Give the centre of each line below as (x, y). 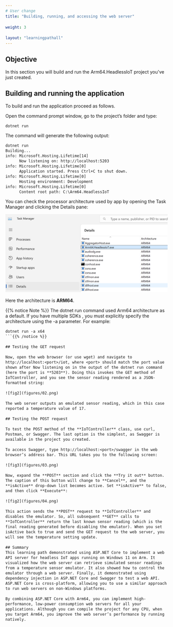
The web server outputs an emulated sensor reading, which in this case (85, 403)
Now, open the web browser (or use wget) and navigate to (69, 357)
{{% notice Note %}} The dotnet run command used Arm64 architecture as (85, 310)
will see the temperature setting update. (51, 537)
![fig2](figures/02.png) (32, 393)
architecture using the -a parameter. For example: (58, 321)
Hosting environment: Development (56, 182)
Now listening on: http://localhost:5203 (64, 161)
